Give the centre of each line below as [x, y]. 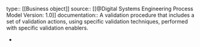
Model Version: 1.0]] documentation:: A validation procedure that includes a [101, 15]
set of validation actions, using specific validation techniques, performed [97, 21]
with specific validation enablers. [48, 28]
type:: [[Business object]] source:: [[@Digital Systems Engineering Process [100, 9]
